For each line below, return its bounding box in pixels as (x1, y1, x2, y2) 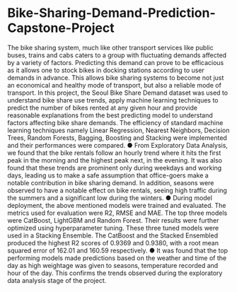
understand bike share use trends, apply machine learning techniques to (7, 95, 219, 104)
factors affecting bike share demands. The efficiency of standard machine (7, 118, 224, 127)
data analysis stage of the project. (7, 276, 107, 284)
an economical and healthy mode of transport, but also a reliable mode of (7, 81, 221, 89)
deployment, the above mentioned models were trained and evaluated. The (7, 201, 226, 209)
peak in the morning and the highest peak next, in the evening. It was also (7, 156, 223, 164)
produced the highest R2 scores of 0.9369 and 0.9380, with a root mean (7, 238, 219, 247)
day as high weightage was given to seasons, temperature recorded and (7, 261, 219, 269)
